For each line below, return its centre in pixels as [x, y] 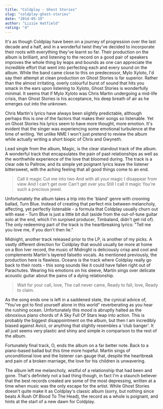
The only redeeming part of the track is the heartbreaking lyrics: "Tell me [78, 225]
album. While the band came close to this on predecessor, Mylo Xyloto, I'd [80, 73]
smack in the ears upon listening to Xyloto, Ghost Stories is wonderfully [77, 88]
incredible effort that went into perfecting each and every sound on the [76, 68]
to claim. [26, 290]
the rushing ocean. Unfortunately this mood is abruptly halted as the [73, 310]
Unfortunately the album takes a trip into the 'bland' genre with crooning [77, 199]
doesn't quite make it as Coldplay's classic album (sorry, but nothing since [80, 391]
